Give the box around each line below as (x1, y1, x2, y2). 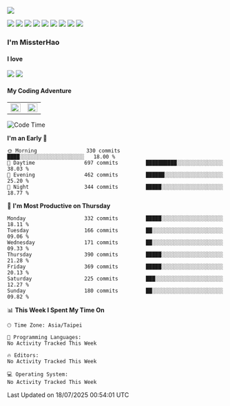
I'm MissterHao (7, 37, 60, 47)
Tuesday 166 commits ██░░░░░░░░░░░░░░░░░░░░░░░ (7, 227, 224, 234)
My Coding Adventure (7, 86, 72, 94)
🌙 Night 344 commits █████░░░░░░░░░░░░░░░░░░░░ (7, 183, 224, 191)
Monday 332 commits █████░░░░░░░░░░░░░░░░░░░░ (7, 215, 224, 222)
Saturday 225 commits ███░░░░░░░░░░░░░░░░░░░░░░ (7, 276, 224, 283)
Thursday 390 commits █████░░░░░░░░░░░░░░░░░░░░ (7, 252, 224, 258)
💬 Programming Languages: (7, 334, 81, 341)
